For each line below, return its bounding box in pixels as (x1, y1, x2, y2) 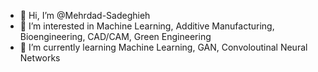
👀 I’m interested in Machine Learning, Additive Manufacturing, (19, 20, 275, 32)
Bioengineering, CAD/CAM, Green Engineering (19, 31, 212, 42)
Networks (19, 52, 61, 64)
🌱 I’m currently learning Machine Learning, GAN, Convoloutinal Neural (19, 41, 308, 53)
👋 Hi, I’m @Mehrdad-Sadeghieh (19, 10, 151, 21)
